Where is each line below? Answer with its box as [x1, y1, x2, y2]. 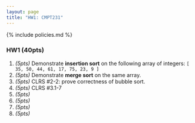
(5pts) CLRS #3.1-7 [14, 84, 62, 91]
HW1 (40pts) [6, 46, 44, 54]
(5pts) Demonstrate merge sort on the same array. [14, 71, 141, 78]
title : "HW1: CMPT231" [6, 14, 63, 20]
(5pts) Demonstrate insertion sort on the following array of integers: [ [14, 60, 190, 67]
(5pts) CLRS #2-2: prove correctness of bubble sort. [14, 78, 145, 85]
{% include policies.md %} [6, 31, 72, 38]
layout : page [6, 8, 39, 15]
